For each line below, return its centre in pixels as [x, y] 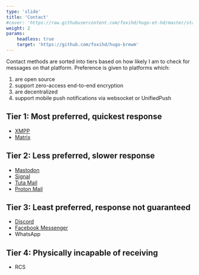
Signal [23, 176]
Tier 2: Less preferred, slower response [81, 156]
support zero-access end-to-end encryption [69, 85]
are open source [35, 79]
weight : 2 [18, 28]
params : [16, 34]
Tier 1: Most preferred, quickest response [84, 117]
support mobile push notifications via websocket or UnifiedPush [93, 98]
